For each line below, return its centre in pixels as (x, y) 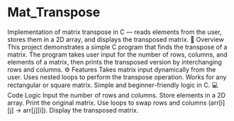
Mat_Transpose (54, 12)
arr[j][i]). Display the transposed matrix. (81, 110)
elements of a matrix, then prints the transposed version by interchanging (115, 62)
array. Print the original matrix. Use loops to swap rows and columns (107, 103)
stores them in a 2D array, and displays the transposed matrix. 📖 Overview (116, 39)
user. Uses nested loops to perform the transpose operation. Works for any (117, 77)
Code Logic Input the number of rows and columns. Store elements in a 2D (116, 95)
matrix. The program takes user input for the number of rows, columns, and (118, 54)
